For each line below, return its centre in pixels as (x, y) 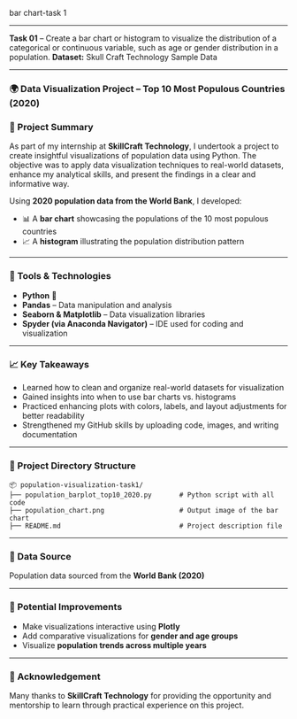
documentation (49, 434)
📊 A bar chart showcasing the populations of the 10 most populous (145, 219)
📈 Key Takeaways (49, 365)
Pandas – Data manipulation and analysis (97, 305)
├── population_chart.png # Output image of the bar (144, 511)
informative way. (39, 184)
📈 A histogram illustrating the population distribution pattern (133, 242)
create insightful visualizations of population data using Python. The (133, 156)
